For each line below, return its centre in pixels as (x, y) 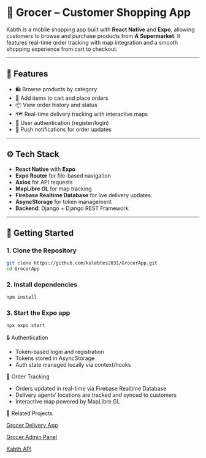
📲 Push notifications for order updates (63, 129)
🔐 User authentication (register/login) (62, 122)
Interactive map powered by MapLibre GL (68, 402)
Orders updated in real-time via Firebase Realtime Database (91, 389)
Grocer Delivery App (32, 426)
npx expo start (26, 326)
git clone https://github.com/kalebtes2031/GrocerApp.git (82, 263)
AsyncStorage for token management (63, 201)
